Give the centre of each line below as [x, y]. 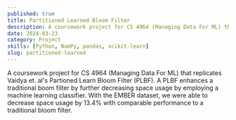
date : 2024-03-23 [33, 33]
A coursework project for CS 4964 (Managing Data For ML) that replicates [115, 73]
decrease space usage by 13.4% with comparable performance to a [105, 102]
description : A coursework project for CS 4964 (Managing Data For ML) [114, 27]
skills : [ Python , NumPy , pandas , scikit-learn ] [78, 46]
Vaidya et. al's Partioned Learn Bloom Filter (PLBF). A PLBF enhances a [110, 80]
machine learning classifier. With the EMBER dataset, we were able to [108, 95]
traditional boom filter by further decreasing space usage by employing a [113, 88]
